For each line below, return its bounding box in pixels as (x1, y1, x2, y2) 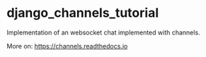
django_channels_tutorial (6, 5, 159, 21)
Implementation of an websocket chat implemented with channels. (6, 28, 200, 37)
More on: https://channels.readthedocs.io (6, 42, 128, 50)
